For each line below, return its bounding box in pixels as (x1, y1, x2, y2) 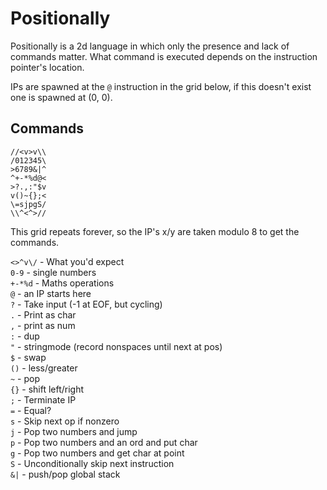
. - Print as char (10, 308, 77, 321)
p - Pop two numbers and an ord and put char (10, 436, 198, 448)
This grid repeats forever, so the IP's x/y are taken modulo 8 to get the (10, 225, 300, 237)
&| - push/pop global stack (10, 468, 121, 480)
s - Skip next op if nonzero (10, 415, 120, 427)
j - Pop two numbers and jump (10, 425, 138, 437)
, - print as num (10, 319, 76, 331)
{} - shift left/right (10, 383, 85, 395)
